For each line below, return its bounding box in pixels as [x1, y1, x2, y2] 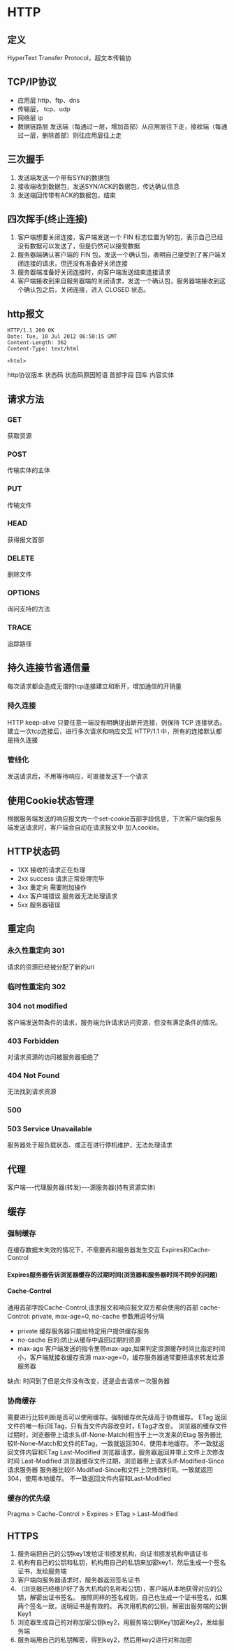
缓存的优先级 [7, 1493, 51, 1503]
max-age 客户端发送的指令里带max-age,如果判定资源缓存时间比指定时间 [17, 1344, 226, 1352]
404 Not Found [7, 1070, 60, 1080]
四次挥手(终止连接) [7, 213, 88, 225]
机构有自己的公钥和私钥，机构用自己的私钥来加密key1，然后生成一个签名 [17, 1558, 226, 1567]
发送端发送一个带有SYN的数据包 [17, 173, 110, 182]
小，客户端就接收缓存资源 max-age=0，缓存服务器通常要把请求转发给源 [17, 1353, 225, 1361]
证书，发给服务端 [17, 1567, 67, 1575]
